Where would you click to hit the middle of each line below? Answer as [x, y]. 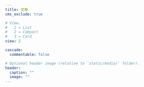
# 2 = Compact [22, 32]
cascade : [14, 50]
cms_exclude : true [24, 14]
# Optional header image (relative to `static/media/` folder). [72, 63]
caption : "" [22, 72]
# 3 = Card [18, 37]
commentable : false [30, 54]
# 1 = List [18, 27]
